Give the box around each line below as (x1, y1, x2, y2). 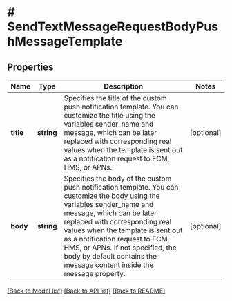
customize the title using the (64, 111, 155, 120)
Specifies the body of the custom (64, 174, 172, 183)
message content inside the (64, 260, 154, 270)
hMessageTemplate (7, 34, 123, 49)
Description (104, 82, 144, 91)
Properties (7, 61, 54, 73)
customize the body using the (64, 191, 160, 201)
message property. (64, 269, 126, 278)
